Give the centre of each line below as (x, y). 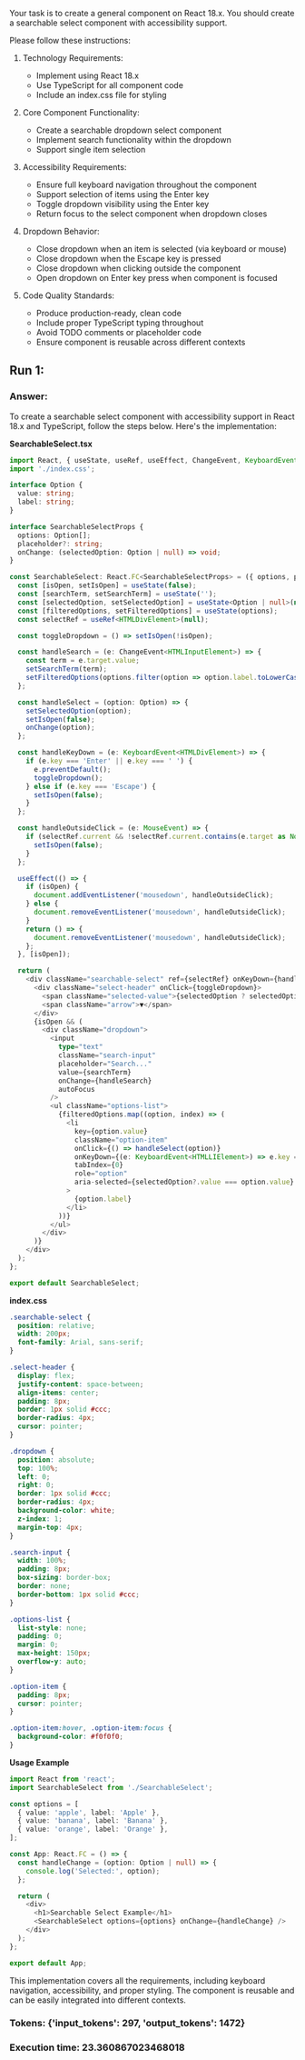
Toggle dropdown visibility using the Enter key (123, 204)
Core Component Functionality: (81, 112)
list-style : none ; (53, 1628)
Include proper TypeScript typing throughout (120, 323)
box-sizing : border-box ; (64, 1578)
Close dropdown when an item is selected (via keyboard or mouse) (162, 249)
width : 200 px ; (44, 1334)
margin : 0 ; (38, 1645)
